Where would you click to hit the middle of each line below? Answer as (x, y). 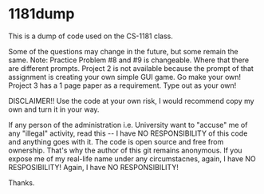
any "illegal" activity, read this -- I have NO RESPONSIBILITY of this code (128, 133)
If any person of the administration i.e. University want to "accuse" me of (128, 125)
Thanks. (22, 182)
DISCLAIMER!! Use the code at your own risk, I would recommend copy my (131, 101)
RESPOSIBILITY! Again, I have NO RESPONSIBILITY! (94, 167)
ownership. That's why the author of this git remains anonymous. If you (125, 150)
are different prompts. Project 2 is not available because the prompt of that (131, 68)
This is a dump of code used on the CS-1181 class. (91, 36)
